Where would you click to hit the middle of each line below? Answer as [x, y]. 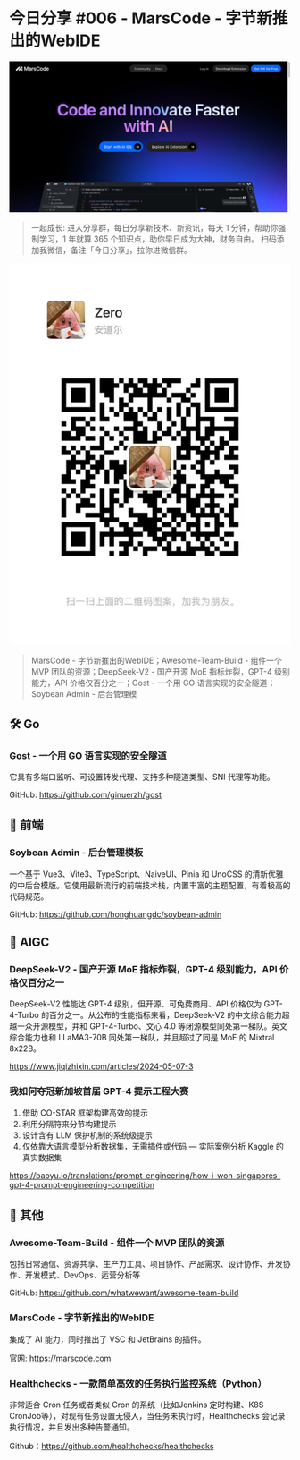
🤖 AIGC [29, 942]
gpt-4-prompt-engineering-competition [82, 1184]
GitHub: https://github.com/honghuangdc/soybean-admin [116, 914]
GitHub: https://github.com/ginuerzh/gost [86, 794]
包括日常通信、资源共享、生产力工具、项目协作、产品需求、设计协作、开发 [146, 1264]
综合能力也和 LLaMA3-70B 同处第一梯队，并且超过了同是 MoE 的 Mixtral [142, 1038]
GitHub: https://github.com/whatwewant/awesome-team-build [124, 1293]
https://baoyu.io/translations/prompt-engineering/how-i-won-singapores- [145, 1175]
